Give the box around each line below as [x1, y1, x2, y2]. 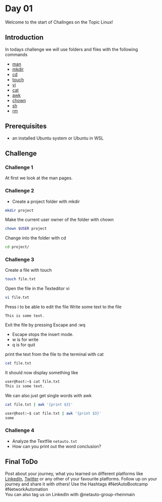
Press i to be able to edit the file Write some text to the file [5, 304, 122, 310]
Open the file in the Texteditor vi [5, 286, 70, 291]
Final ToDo [5, 457, 38, 466]
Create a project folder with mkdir [12, 198, 80, 204]
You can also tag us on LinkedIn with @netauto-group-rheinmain [5, 491, 135, 497]
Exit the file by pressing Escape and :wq [5, 322, 85, 328]
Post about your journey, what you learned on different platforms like [5, 471, 143, 477]
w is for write [12, 336, 39, 343]
